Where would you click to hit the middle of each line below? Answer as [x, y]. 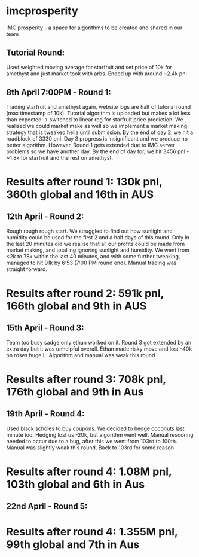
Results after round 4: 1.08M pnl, [89, 471]
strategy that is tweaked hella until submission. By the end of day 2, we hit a [100, 132]
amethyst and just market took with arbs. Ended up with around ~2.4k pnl [97, 74]
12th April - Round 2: [45, 217]
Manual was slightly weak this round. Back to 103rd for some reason [90, 448]
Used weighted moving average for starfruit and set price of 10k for [89, 67]
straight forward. [27, 269]
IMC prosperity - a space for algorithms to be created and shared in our [94, 28]
